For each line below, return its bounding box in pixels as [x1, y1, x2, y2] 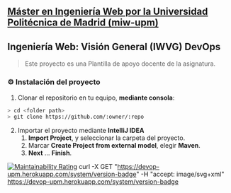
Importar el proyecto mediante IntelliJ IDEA [17, 127, 145, 135]
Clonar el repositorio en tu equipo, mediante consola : [17, 93, 175, 102]
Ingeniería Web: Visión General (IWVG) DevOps [7, 40, 221, 52]
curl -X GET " [79, 163, 118, 171]
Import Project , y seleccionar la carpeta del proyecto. [28, 134, 186, 142]
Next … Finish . [28, 148, 72, 158]
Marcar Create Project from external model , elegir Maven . [28, 141, 201, 150]
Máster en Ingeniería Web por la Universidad [7, 6, 208, 18]
